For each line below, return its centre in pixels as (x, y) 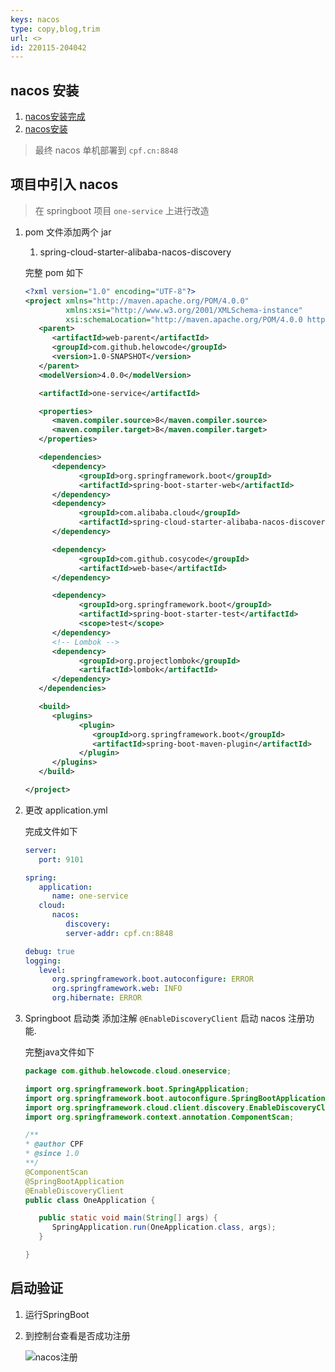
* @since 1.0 (52, 1154)
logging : (43, 961)
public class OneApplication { (90, 1200)
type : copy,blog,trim (55, 29)
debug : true (49, 951)
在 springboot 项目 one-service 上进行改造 (122, 210)
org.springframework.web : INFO (117, 989)
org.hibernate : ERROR (96, 998)
